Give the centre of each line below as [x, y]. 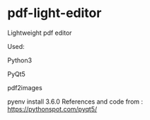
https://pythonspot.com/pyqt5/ [52, 109]
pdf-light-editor [54, 13]
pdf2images [25, 87]
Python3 [20, 60]
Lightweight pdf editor [40, 33]
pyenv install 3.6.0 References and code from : [75, 102]
